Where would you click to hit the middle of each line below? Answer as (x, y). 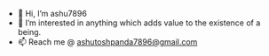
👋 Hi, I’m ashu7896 (52, 14)
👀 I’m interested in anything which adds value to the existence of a (139, 23)
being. (29, 32)
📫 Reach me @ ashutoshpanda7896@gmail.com (107, 42)
